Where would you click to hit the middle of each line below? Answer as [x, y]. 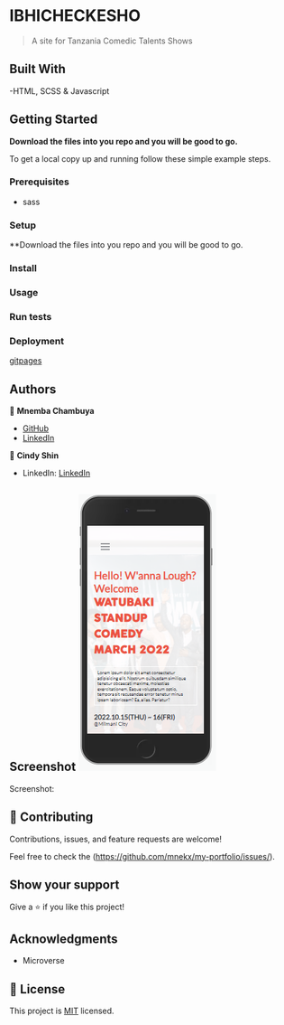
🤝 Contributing [51, 818]
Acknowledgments [64, 939]
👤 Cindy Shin [34, 456]
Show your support [64, 885]
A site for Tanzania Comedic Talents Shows [112, 41]
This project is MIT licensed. [62, 1011]
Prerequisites [39, 182]
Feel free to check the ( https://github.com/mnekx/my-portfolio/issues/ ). [142, 856]
